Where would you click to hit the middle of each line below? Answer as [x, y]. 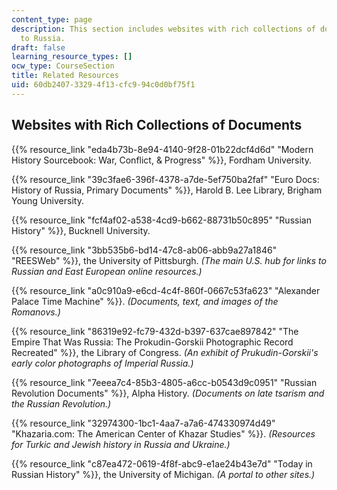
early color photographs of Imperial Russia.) [102, 363]
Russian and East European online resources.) [107, 271]
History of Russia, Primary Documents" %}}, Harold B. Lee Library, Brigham [167, 190]
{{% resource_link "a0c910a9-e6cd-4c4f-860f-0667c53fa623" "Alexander [166, 290]
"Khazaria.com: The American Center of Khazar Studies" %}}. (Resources [163, 433]
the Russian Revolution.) [61, 403]
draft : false [38, 47]
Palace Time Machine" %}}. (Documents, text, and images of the [145, 301]
